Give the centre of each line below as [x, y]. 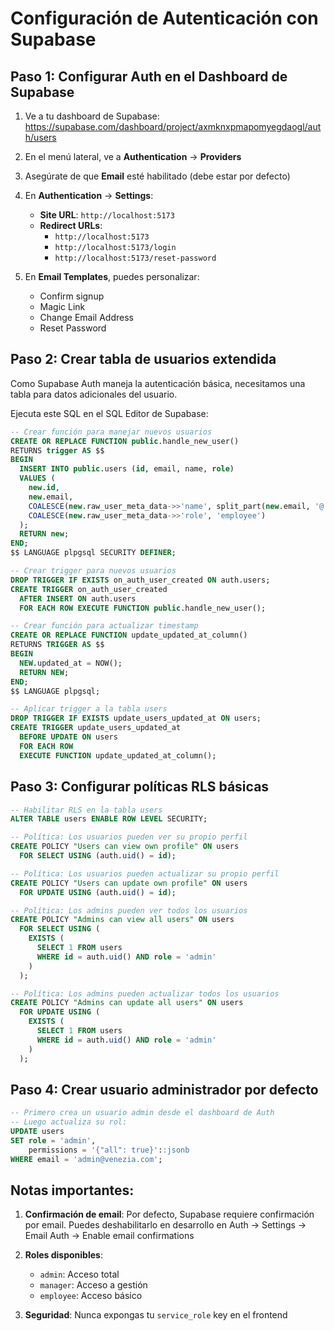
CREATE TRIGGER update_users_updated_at [96, 728]
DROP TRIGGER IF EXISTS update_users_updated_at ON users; [136, 718]
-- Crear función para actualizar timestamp [104, 626]
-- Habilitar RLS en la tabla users [86, 810]
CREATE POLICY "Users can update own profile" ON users [129, 883]
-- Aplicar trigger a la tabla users [89, 709]
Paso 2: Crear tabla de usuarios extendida [143, 359]
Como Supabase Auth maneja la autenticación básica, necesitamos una [158, 383]
